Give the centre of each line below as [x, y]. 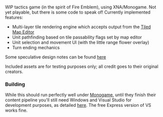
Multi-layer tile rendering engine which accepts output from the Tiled [81, 27]
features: [14, 17]
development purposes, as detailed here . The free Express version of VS [78, 105]
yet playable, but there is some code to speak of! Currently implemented [78, 12]
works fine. [16, 110]
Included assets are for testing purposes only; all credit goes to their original [82, 66]
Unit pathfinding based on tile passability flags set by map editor [77, 37]
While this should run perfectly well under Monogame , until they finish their [81, 95]
